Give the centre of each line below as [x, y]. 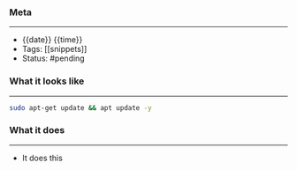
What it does [37, 130]
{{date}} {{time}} [52, 40]
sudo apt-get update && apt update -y [80, 107]
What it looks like [47, 81]
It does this [42, 158]
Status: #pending [53, 58]
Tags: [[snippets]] [54, 49]
